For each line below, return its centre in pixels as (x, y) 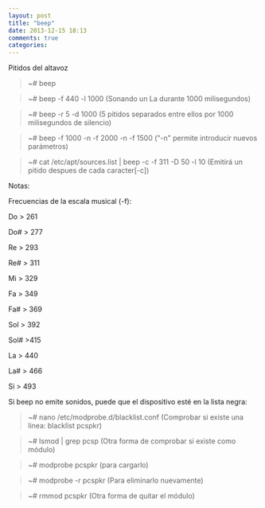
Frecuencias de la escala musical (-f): (70, 201)
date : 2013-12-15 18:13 (48, 30)
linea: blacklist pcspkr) (64, 426)
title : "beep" (32, 23)
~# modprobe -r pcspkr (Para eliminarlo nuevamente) (116, 481)
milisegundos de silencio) (70, 123)
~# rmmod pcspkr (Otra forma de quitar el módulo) (111, 496)
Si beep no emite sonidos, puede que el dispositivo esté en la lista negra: (128, 402)
